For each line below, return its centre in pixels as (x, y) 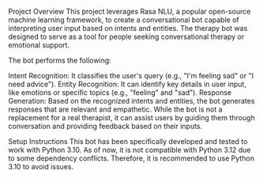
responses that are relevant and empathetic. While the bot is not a (115, 109)
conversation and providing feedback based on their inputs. (105, 126)
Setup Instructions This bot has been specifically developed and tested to (128, 141)
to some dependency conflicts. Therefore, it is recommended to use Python (131, 158)
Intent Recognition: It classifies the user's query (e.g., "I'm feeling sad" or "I (131, 76)
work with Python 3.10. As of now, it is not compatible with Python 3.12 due (130, 150)
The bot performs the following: (60, 60)
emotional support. (39, 45)
